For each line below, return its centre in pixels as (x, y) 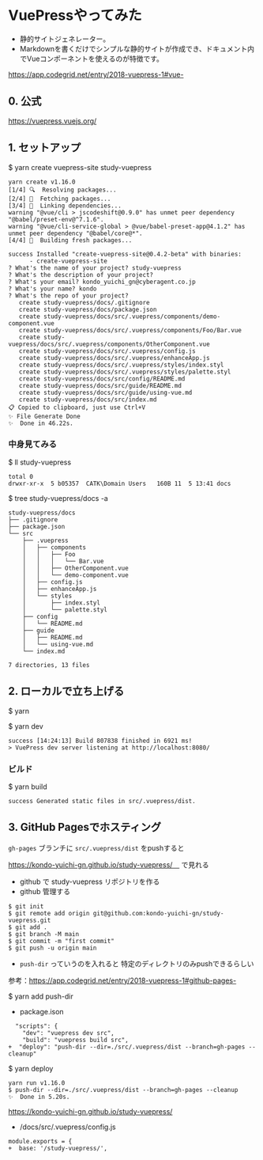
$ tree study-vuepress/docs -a (58, 498)
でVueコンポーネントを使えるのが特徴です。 (92, 59)
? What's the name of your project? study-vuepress (95, 268)
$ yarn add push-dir (41, 996)
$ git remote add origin (49, 913)
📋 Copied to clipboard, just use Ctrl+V (77, 408)
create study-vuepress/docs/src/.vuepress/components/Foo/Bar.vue (130, 330)
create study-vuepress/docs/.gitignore (84, 302)
